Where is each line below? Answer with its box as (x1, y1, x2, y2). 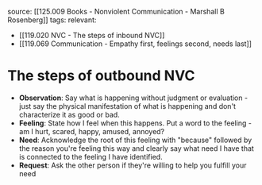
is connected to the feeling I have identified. (18, 152, 164, 161)
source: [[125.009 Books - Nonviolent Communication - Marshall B (7, 7, 225, 16)
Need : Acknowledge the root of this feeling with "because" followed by (18, 135, 252, 145)
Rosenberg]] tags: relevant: (7, 15, 97, 25)
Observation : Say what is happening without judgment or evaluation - (18, 93, 248, 102)
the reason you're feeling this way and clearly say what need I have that (18, 143, 255, 153)
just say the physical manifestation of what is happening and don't (18, 101, 236, 110)
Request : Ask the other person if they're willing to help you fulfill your (18, 160, 247, 170)
